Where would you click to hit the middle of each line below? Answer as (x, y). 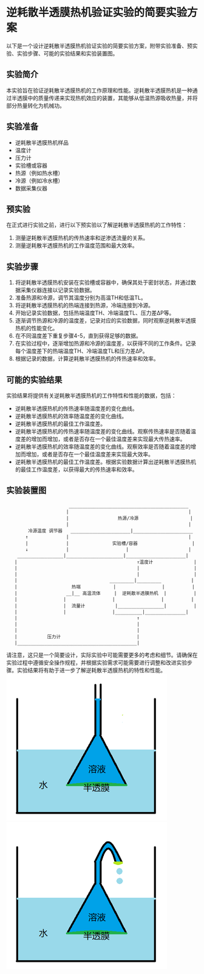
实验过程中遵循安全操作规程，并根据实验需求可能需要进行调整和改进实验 (97, 663)
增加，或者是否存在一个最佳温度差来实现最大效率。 (90, 454)
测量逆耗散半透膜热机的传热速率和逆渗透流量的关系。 (82, 238)
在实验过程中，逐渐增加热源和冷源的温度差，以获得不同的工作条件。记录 (105, 343)
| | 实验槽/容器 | (110, 543)
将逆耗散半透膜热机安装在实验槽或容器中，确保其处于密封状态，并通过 (103, 283)
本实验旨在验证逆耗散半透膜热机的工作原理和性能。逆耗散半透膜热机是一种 (99, 90)
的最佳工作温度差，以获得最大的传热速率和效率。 (76, 469)
